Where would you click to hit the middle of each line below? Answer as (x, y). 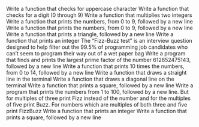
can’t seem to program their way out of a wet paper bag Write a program (96, 53)
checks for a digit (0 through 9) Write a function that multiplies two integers (99, 15)
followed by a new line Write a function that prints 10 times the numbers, (95, 66)
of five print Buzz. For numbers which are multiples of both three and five (97, 104)
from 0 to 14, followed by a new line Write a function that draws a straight (97, 73)
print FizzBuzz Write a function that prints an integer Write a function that (97, 111)
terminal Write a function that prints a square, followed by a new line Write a (100, 85)
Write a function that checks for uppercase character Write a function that (98, 9)
